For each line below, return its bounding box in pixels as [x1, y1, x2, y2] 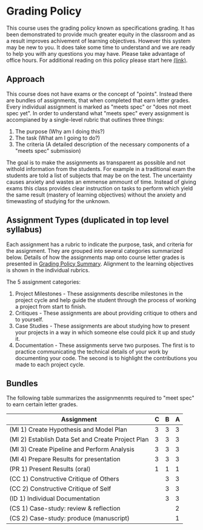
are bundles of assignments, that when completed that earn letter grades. [6, 96, 190, 104]
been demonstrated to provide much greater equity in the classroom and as [6, 30, 195, 38]
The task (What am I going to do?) [15, 134, 101, 141]
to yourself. [15, 315, 44, 323]
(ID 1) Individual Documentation [9, 494, 101, 503]
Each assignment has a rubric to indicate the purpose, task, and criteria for [6, 241, 193, 248]
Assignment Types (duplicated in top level [6, 215, 169, 226]
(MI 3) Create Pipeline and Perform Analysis [9, 445, 135, 454]
